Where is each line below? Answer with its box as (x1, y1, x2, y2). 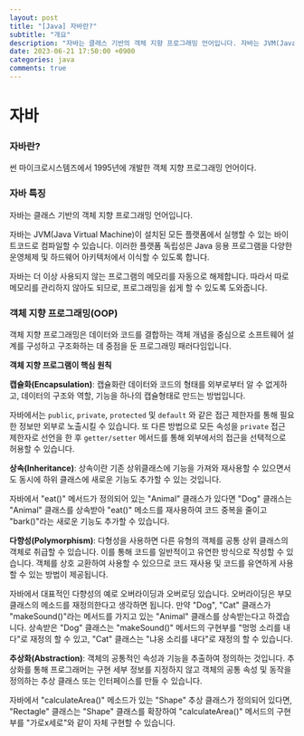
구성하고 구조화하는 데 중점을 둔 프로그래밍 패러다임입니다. (25, 340, 233, 351)
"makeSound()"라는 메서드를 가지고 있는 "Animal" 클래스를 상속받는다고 (9, 610, 267, 621)
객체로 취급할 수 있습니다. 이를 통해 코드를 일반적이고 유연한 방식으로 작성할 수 (9, 546, 285, 557)
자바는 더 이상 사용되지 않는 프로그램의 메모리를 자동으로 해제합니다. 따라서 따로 (9, 271, 290, 282)
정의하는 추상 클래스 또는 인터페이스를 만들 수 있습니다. (9, 675, 203, 686)
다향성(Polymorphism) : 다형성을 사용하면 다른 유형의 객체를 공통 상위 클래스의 (9, 535, 289, 546)
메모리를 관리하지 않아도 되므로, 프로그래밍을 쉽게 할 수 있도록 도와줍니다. (9, 282, 268, 292)
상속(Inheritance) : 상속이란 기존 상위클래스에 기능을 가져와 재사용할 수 (9, 463, 261, 473)
